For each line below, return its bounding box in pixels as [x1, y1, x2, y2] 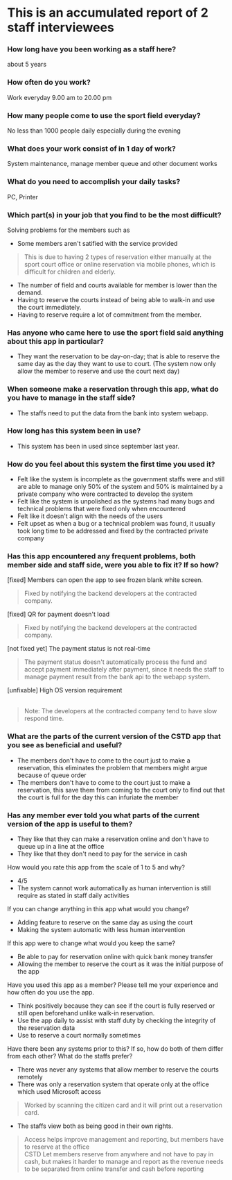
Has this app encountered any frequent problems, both [7, 551, 196, 561]
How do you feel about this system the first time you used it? [7, 459, 215, 469]
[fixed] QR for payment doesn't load [7, 610, 110, 619]
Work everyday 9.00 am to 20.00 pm [7, 93, 112, 101]
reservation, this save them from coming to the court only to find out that [17, 786, 225, 794]
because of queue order [17, 771, 87, 779]
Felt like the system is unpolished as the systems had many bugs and [17, 497, 215, 506]
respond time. [24, 714, 64, 723]
